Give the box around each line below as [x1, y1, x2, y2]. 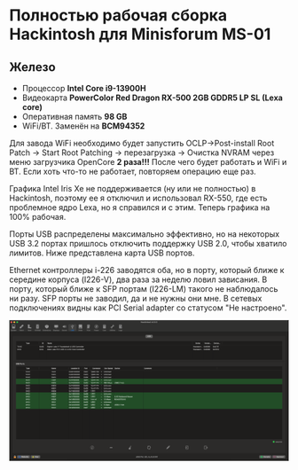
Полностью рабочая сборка [9, 5, 228, 26]
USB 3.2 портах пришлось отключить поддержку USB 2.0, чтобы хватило [9, 239, 287, 248]
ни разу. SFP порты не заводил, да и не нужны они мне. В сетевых [9, 294, 263, 303]
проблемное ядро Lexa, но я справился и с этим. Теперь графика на [9, 202, 271, 213]
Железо [9, 59, 56, 74]
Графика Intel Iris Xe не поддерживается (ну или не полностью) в [9, 184, 256, 193]
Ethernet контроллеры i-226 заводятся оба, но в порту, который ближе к [9, 265, 285, 275]
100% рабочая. [9, 212, 67, 222]
